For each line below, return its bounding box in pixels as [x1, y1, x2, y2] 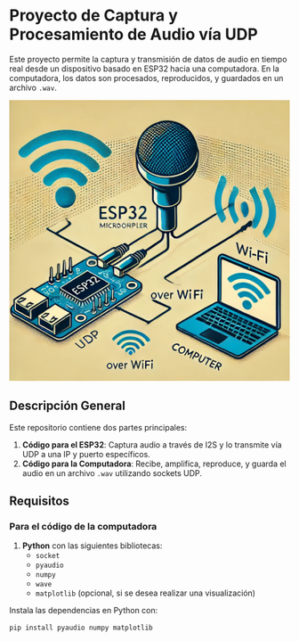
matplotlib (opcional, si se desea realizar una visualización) [35, 588, 256, 598]
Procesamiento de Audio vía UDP [9, 24, 258, 45]
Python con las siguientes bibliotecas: [21, 540, 163, 551]
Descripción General [9, 399, 126, 414]
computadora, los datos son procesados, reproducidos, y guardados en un [9, 72, 284, 83]
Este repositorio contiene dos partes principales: [9, 422, 188, 432]
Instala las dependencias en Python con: [9, 605, 158, 616]
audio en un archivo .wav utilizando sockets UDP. [21, 467, 203, 478]
